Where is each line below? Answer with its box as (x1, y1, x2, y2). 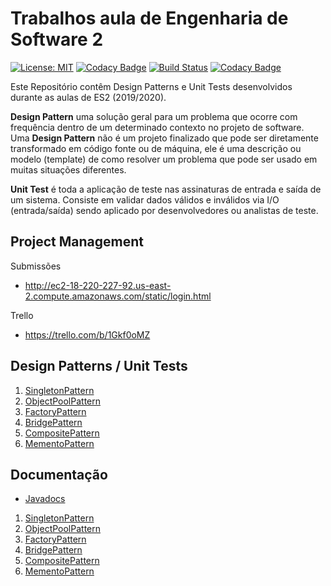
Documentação (10, 466, 108, 483)
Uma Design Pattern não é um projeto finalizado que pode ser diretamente (10, 132, 319, 144)
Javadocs (24, 493, 66, 505)
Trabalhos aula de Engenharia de (10, 7, 289, 30)
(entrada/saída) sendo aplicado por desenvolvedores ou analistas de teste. (10, 204, 319, 216)
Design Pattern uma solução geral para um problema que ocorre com (10, 110, 298, 122)
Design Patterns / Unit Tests (10, 358, 188, 375)
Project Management (10, 233, 144, 251)
